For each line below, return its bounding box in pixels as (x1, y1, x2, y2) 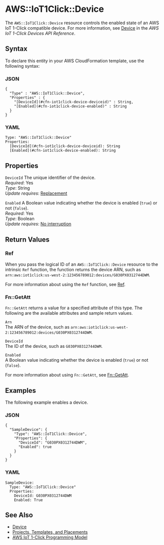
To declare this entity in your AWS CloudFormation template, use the (5, 58, 144, 64)
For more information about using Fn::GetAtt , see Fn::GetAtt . (5, 372, 129, 378)
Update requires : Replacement (5, 190, 68, 196)
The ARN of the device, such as (5, 324, 70, 330)
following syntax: (5, 63, 40, 69)
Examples (5, 386, 36, 395)
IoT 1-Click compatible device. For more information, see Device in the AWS (5, 25, 159, 31)
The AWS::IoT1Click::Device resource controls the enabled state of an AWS (5, 20, 160, 26)
